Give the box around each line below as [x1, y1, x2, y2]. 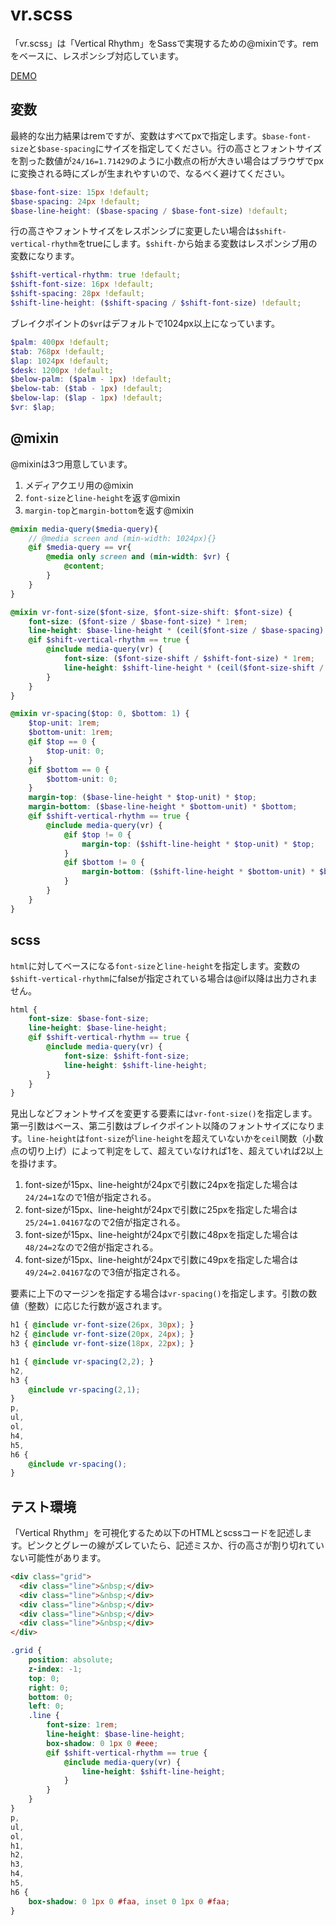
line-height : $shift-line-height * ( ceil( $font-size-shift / [63, 663, 325, 673]
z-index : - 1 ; [28, 1664, 83, 1674]
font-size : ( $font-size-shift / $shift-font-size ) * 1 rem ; [63, 654, 315, 664]
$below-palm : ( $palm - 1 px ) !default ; [10, 374, 172, 385]
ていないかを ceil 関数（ [208, 1133, 307, 1145]
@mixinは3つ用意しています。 [10, 458, 133, 470]
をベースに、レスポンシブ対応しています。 [10, 49, 185, 62]
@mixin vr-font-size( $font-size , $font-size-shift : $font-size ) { [10, 607, 293, 617]
